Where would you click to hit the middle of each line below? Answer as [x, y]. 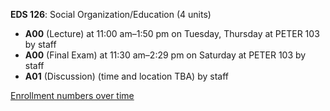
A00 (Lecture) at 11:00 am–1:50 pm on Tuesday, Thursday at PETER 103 [172, 33]
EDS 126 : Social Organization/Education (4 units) [111, 14]
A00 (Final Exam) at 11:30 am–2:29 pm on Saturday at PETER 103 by [165, 55]
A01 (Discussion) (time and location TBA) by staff [126, 76]
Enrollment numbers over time [72, 95]
